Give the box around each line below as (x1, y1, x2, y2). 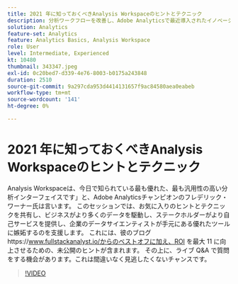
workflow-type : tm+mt (7, 89, 72, 96)
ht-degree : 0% (7, 103, 50, 110)
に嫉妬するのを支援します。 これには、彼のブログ (7, 228, 152, 237)
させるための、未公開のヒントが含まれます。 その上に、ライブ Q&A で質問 (13, 246, 230, 254)
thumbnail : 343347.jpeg (7, 63, 78, 70)
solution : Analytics (7, 23, 69, 30)
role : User (7, 43, 40, 50)
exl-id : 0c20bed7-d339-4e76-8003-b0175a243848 (7, 69, 147, 76)
